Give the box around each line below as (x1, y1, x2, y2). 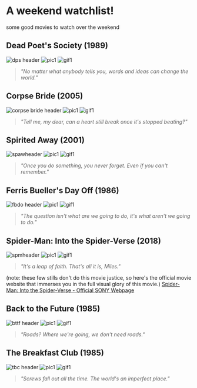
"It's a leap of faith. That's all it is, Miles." (20, 263, 121, 270)
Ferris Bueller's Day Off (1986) (6, 185, 119, 195)
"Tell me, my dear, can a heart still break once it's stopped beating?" (20, 118, 188, 125)
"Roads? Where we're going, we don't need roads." (20, 331, 145, 338)
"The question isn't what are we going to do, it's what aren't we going (20, 213, 191, 220)
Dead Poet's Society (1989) (6, 41, 109, 51)
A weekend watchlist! (6, 4, 114, 18)
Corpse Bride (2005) (6, 91, 84, 101)
